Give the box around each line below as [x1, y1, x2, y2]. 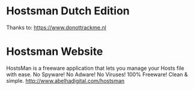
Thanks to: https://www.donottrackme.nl [6, 24, 106, 31]
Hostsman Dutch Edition [6, 4, 130, 18]
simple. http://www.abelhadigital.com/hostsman [6, 77, 125, 84]
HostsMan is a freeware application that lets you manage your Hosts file [6, 64, 184, 72]
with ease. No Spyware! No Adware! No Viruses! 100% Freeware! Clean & [6, 70, 188, 78]
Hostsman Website [6, 45, 103, 58]
